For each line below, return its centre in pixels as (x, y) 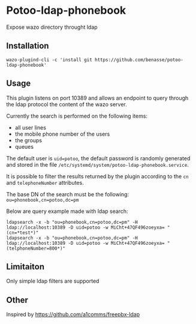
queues (24, 146)
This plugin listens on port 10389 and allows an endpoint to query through (97, 98)
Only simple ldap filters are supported (53, 281)
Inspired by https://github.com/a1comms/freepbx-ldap (73, 314)
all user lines (31, 127)
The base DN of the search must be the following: (68, 194)
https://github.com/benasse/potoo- (139, 60)
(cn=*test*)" (22, 232)
